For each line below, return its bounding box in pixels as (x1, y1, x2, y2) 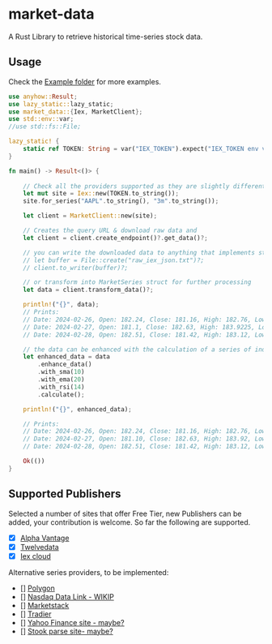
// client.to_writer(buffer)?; (23, 264, 129, 272)
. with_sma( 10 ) (37, 368, 85, 376)
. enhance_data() (37, 360, 92, 369)
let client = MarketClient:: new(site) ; (23, 212, 158, 220)
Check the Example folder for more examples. (8, 76, 162, 86)
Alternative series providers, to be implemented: (8, 567, 169, 577)
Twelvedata (19, 542, 59, 552)
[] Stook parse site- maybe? (19, 626, 113, 636)
